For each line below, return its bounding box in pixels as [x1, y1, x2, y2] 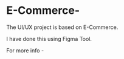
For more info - [6, 46, 44, 54]
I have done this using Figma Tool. [6, 35, 92, 42]
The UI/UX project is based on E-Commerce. [6, 23, 119, 31]
